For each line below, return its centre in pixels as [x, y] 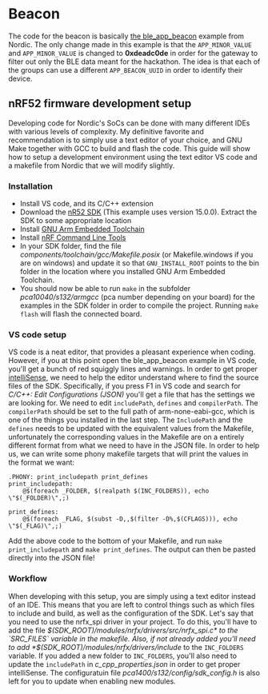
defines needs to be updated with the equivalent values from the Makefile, [131, 429]
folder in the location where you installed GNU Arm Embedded [122, 272]
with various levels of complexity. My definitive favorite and [106, 131]
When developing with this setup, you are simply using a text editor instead [132, 596]
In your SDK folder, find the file [70, 246]
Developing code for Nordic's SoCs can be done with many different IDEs [129, 123]
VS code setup [37, 334]
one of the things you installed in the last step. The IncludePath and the [126, 420]
